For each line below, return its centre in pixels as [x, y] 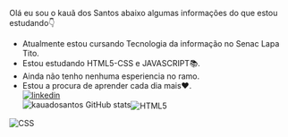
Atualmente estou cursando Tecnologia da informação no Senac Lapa [151, 43]
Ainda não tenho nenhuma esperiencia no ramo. [110, 76]
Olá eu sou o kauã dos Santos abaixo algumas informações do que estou [144, 13]
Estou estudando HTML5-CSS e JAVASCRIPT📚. [111, 63]
